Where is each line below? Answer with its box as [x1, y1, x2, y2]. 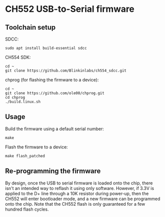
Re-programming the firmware [5, 167, 101, 176]
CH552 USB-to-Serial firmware [5, 3, 134, 15]
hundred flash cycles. [5, 206, 49, 212]
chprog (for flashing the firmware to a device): [5, 77, 99, 82]
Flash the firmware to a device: [5, 144, 68, 150]
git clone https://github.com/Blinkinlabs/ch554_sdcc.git [5, 68, 127, 73]
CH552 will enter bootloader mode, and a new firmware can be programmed [5, 196, 161, 202]
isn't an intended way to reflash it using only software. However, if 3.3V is [5, 185, 154, 191]
